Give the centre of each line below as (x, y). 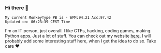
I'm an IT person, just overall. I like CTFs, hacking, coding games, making (78, 31)
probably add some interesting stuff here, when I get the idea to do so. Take (80, 41)
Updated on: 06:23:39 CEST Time (37, 22)
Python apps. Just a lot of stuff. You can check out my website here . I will (78, 36)
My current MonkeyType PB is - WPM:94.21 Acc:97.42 (58, 18)
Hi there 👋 (17, 8)
